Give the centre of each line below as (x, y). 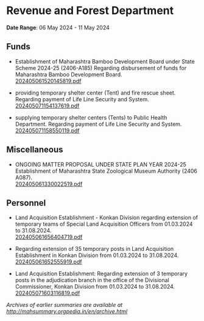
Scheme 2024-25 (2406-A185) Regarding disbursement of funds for (101, 68)
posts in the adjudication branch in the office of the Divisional (92, 280)
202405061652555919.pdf (48, 262)
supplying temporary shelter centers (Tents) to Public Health (91, 117)
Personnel (26, 203)
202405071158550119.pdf (47, 130)
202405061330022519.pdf (49, 184)
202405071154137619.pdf (47, 106)
